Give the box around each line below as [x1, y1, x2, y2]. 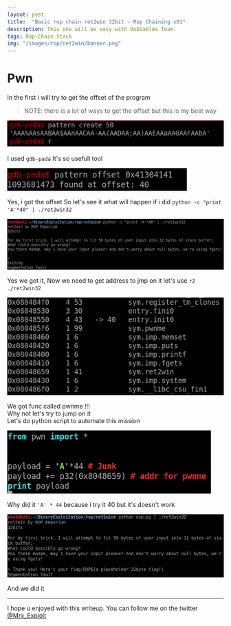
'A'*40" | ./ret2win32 [7, 206, 72, 213]
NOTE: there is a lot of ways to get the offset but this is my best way [23, 107, 217, 115]
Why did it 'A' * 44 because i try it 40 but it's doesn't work [7, 500, 175, 508]
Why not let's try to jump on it [7, 409, 91, 418]
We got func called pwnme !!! [7, 402, 91, 410]
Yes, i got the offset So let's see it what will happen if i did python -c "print [7, 197, 222, 206]
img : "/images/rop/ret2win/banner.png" [7, 40, 122, 47]
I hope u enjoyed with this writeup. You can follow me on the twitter [7, 604, 198, 612]
